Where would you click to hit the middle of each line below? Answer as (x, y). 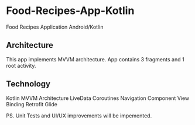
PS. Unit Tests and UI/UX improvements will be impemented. (79, 116)
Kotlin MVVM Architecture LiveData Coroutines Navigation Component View (98, 98)
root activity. (21, 65)
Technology (28, 84)
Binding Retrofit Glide (32, 104)
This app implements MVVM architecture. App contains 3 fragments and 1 (95, 59)
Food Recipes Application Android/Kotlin (55, 27)
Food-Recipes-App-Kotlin (70, 11)
